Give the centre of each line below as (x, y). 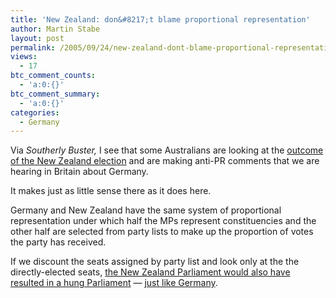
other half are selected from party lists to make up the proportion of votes (162, 232)
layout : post (37, 38)
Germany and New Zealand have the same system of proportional (146, 210)
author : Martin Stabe (55, 29)
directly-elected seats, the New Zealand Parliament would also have (150, 272)
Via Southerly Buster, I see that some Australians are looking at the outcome (167, 150)
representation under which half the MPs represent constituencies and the (163, 221)
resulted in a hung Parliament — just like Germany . (114, 283)
